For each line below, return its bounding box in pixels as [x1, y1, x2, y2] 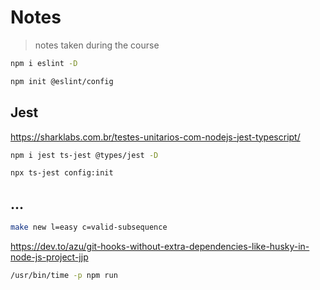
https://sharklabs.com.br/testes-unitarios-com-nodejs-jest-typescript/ [10, 131, 301, 143]
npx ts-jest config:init [10, 168, 114, 178]
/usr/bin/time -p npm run [10, 270, 118, 280]
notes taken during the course [34, 39, 160, 51]
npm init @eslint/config [10, 76, 114, 86]
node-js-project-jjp [10, 251, 89, 263]
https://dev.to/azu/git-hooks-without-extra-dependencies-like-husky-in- [10, 240, 310, 252]
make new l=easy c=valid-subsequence [10, 222, 168, 233]
